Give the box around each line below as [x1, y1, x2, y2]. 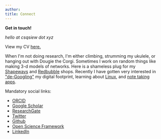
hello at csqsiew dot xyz [5, 34, 54, 40]
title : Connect [5, 12, 36, 16]
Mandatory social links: [5, 88, 51, 94]
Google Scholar [12, 103, 44, 108]
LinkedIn [12, 128, 30, 134]
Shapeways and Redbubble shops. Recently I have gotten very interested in [5, 68, 156, 74]
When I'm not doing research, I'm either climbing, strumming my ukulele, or [5, 53, 156, 59]
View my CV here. [5, 44, 41, 49]
